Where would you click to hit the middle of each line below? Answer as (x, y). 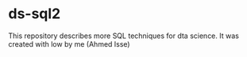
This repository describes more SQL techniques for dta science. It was (124, 36)
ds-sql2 (35, 14)
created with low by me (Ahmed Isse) (69, 44)
